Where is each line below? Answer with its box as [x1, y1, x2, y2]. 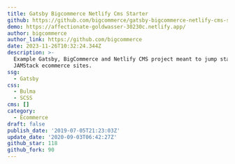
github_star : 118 [7, 140, 58, 147]
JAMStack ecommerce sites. [13, 62, 92, 69]
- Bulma [13, 88, 36, 95]
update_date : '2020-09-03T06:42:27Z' [7, 133, 117, 140]
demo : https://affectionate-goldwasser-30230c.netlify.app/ [7, 23, 187, 30]
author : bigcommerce [7, 29, 68, 37]
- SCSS [13, 95, 33, 102]
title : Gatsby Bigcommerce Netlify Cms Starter [7, 10, 149, 17]
